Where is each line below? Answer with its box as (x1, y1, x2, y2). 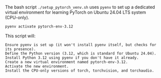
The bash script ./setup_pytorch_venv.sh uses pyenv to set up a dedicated (5, 4, 155, 10)
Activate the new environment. (5, 64, 69, 69)
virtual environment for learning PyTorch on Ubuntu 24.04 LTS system (5, 9, 146, 15)
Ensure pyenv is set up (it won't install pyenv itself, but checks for (5, 42, 157, 47)
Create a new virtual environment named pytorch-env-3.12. (5, 59, 128, 64)
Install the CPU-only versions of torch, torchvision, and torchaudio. (5, 68, 154, 73)
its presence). (5, 47, 36, 52)
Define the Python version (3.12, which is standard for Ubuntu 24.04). (5, 51, 157, 56)
